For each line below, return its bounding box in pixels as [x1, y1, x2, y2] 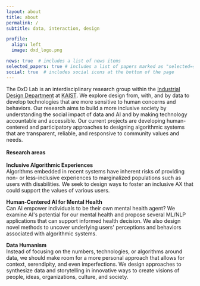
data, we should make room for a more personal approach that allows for [6, 254, 185, 261]
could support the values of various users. [6, 186, 110, 194]
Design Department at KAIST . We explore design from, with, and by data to [6, 92, 190, 99]
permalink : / [6, 20, 39, 26]
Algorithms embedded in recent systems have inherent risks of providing [6, 167, 185, 175]
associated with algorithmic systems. [6, 230, 97, 237]
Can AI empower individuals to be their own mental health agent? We [6, 204, 176, 212]
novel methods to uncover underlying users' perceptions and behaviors [6, 223, 182, 231]
